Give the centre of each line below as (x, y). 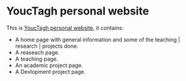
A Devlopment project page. (50, 71)
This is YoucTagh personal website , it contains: (65, 28)
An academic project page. (49, 65)
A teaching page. (36, 59)
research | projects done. (47, 46)
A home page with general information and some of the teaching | (98, 39)
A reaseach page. (37, 52)
